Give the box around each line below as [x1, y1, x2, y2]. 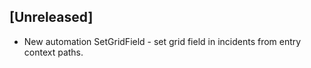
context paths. [23, 46, 84, 58]
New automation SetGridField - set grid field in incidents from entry [23, 35, 302, 47]
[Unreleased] [9, 9, 94, 26]
